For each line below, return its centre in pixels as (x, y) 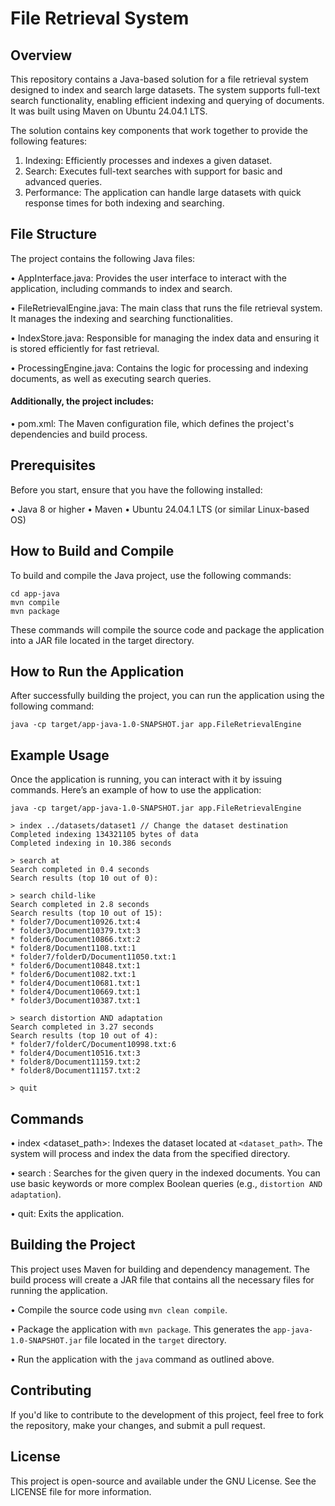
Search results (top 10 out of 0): (84, 878)
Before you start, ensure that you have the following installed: (136, 489)
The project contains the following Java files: (103, 258)
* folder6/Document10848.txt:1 (75, 966)
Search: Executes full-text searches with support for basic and (153, 171)
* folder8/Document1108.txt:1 (73, 948)
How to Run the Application (97, 672)
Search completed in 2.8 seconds (80, 905)
